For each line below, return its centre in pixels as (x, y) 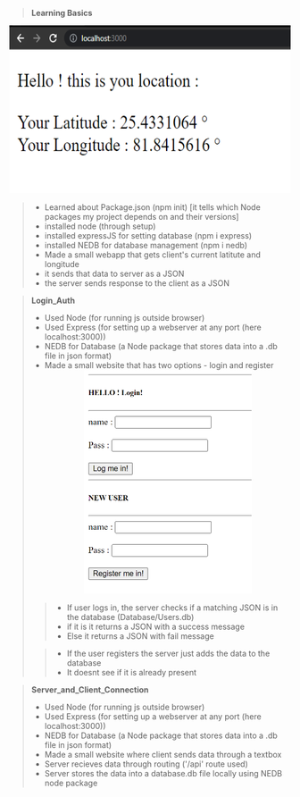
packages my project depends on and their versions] (142, 217)
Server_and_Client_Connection (90, 690)
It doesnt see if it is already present (132, 672)
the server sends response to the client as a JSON (137, 283)
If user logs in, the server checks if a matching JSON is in (172, 608)
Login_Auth (53, 300)
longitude (62, 264)
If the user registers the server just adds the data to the (168, 653)
